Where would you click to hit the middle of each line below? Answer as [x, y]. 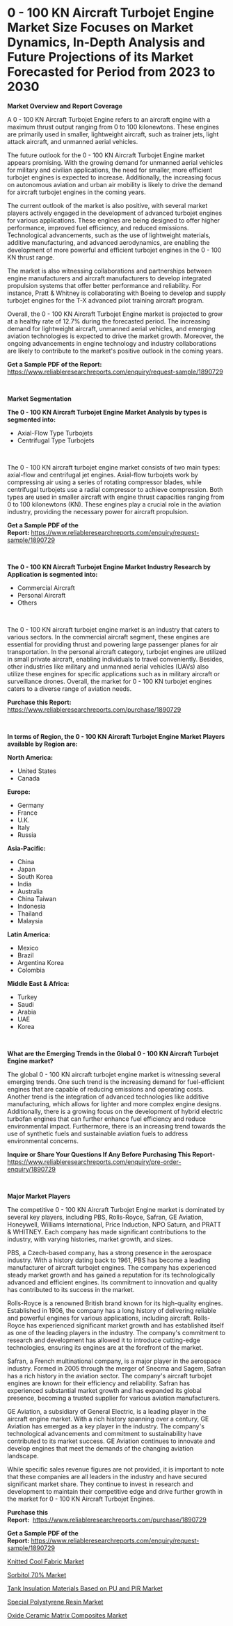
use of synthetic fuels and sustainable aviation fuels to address [98, 1133]
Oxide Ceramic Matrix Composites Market [67, 1615]
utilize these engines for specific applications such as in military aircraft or [114, 673]
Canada [29, 778]
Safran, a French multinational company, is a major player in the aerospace [114, 1361]
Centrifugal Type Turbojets [56, 440]
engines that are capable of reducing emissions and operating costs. [106, 1089]
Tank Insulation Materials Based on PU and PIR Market [85, 1588]
